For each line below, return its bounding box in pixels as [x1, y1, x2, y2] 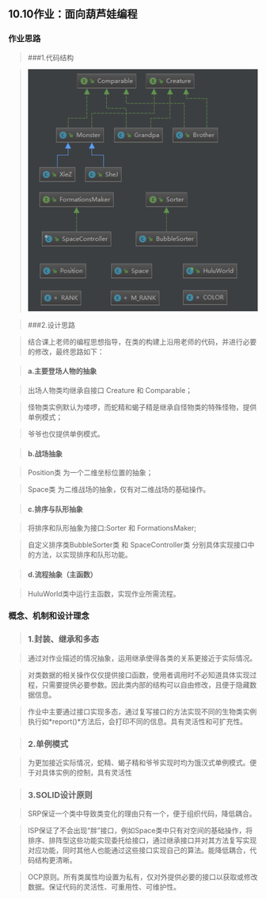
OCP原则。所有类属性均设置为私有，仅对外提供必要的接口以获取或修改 [27, 872, 258, 882]
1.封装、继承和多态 [27, 634, 100, 645]
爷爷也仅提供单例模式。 [27, 429, 104, 438]
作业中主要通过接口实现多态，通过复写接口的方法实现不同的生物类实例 [27, 707, 257, 716]
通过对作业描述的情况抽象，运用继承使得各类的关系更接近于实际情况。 [27, 653, 257, 663]
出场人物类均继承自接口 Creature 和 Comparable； [27, 385, 192, 394]
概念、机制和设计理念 [8, 611, 89, 622]
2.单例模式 [27, 738, 69, 749]
